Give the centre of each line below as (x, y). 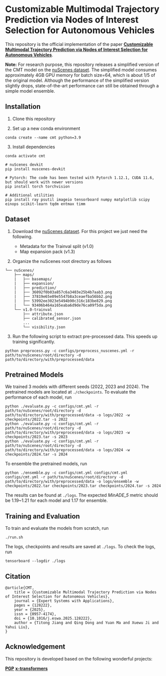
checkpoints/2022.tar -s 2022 (37, 420)
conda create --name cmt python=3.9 (43, 137)
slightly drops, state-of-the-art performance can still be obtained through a (82, 85)
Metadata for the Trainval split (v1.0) (57, 246)
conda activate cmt (25, 156)
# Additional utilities (30, 195)
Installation (23, 107)
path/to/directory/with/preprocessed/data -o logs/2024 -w (68, 450)
